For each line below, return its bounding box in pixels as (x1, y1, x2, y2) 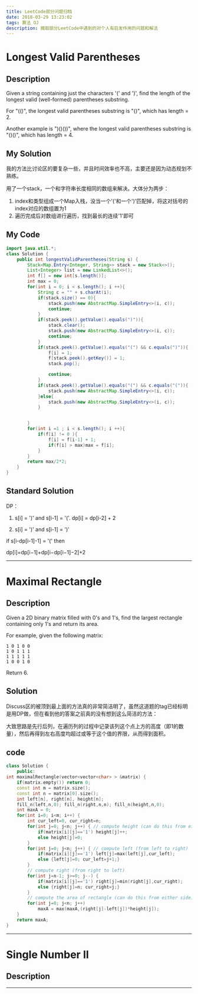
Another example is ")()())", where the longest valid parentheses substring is (6, 125, 192, 132)
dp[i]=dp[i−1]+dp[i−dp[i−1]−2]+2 (6, 548, 86, 556)
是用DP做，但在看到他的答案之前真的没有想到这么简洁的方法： (6, 710, 158, 717)
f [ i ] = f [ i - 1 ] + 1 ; (48, 437, 96, 443)
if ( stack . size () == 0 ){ (37, 295, 96, 301)
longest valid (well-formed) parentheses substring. (6, 96, 130, 103)
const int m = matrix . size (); (16, 785, 91, 791)
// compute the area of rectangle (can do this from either (27, 895, 178, 901)
